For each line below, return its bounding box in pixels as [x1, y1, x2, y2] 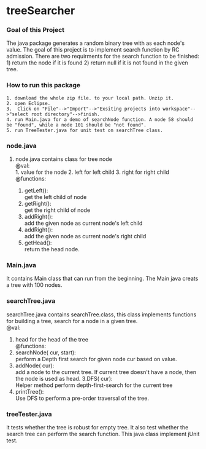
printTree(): [15, 388, 44, 395]
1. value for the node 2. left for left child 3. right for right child [15, 168, 170, 176]
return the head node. [24, 246, 80, 253]
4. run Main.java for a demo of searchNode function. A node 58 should [6, 116, 193, 123]
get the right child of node [24, 206, 91, 214]
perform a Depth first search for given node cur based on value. [15, 355, 177, 362]
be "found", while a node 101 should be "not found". [6, 122, 147, 128]
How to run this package [6, 81, 81, 90]
